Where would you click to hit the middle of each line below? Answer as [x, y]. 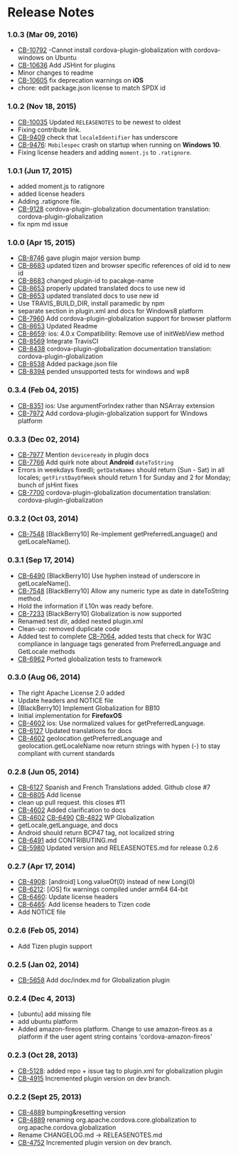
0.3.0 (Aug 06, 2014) [44, 677]
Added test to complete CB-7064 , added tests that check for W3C [114, 636]
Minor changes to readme [55, 73]
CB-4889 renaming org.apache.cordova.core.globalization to [107, 1120]
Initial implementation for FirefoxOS [70, 715]
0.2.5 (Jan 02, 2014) [43, 965]
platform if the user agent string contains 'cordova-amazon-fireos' [115, 1036]
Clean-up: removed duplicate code [69, 628]
